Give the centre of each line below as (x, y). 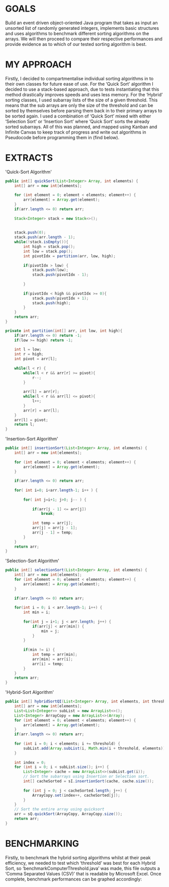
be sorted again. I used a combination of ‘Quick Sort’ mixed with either (78, 116)
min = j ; (50, 631)
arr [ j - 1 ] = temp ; (52, 533)
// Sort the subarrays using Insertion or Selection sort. (87, 777)
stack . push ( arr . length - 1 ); (45, 238)
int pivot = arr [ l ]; (36, 359)
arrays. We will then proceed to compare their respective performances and (84, 39)
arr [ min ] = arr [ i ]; (52, 659)
